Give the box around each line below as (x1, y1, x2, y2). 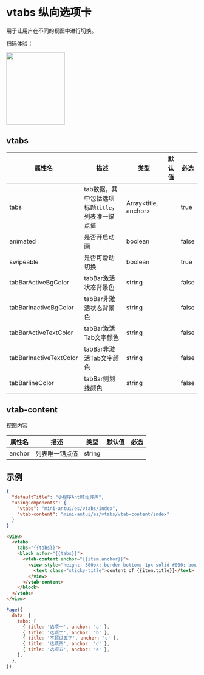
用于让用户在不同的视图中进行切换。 (6, 27, 97, 34)
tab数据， (84, 185, 112, 193)
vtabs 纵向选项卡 (6, 5, 92, 19)
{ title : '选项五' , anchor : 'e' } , (22, 646, 110, 652)
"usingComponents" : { (12, 500, 67, 506)
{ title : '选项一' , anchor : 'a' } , (22, 624, 110, 630)
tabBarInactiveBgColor (9, 303, 74, 311)
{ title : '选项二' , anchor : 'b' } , (22, 629, 110, 635)
